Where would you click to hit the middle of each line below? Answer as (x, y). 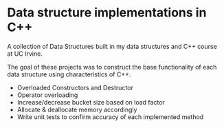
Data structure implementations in (107, 13)
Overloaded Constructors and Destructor (75, 87)
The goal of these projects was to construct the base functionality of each (112, 67)
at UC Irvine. (25, 54)
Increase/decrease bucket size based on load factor (91, 102)
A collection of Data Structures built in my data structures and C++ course (112, 46)
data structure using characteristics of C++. (69, 74)
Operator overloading (47, 95)
